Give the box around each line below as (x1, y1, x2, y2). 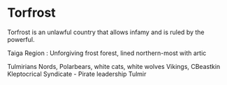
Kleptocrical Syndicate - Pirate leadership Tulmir (7, 70, 147, 78)
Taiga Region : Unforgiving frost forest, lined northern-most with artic (7, 49, 207, 57)
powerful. (7, 35, 35, 43)
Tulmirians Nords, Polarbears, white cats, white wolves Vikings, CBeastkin (7, 62, 221, 70)
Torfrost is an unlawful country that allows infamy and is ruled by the (7, 28, 205, 36)
